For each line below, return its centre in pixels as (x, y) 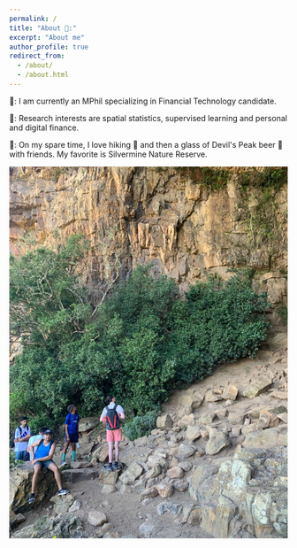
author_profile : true (49, 47)
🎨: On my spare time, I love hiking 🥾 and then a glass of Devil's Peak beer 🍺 (146, 144)
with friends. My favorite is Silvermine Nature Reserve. (108, 154)
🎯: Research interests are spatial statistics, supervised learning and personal (148, 118)
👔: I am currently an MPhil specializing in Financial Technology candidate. (143, 101)
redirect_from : (37, 56)
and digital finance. (44, 127)
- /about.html (43, 75)
